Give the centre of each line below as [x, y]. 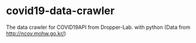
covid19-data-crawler [60, 11]
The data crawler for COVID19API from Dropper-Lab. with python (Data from [98, 27]
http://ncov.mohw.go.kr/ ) [36, 33]
